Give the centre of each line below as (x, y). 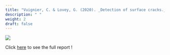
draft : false (19, 24)
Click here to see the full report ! (39, 47)
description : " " (24, 14)
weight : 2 (16, 19)
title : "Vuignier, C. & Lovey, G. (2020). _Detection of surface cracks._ (86, 10)
